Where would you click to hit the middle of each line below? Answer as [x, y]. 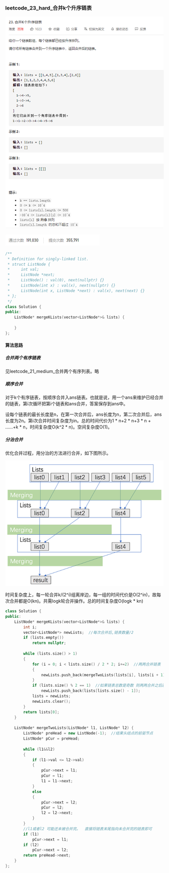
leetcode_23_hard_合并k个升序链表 [49, 8]
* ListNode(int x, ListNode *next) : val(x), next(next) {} [76, 290]
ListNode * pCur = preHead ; [52, 739]
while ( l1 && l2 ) [39, 749]
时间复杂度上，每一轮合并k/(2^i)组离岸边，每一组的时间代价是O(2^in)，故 [81, 595]
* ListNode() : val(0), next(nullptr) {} [56, 280]
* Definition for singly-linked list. [48, 259]
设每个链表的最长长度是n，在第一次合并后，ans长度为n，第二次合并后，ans [83, 414]
